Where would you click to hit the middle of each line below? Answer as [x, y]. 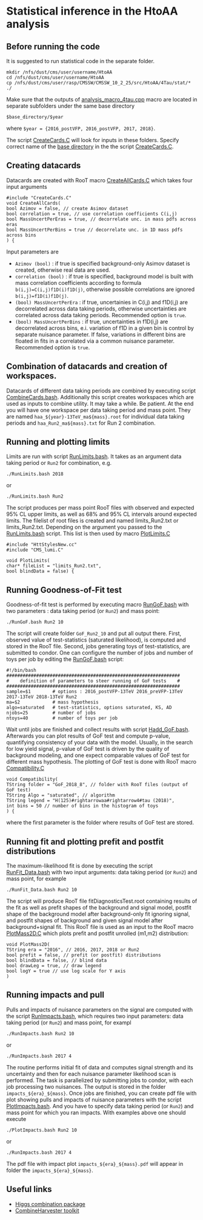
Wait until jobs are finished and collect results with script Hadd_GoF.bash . [98, 730]
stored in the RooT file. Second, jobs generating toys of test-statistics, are [98, 646]
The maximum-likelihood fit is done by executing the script [80, 866]
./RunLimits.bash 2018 [35, 474]
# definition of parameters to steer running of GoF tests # [93, 681]
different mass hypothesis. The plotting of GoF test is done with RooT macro [101, 762]
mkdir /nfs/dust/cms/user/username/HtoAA [59, 72]
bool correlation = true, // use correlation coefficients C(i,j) [92, 214]
